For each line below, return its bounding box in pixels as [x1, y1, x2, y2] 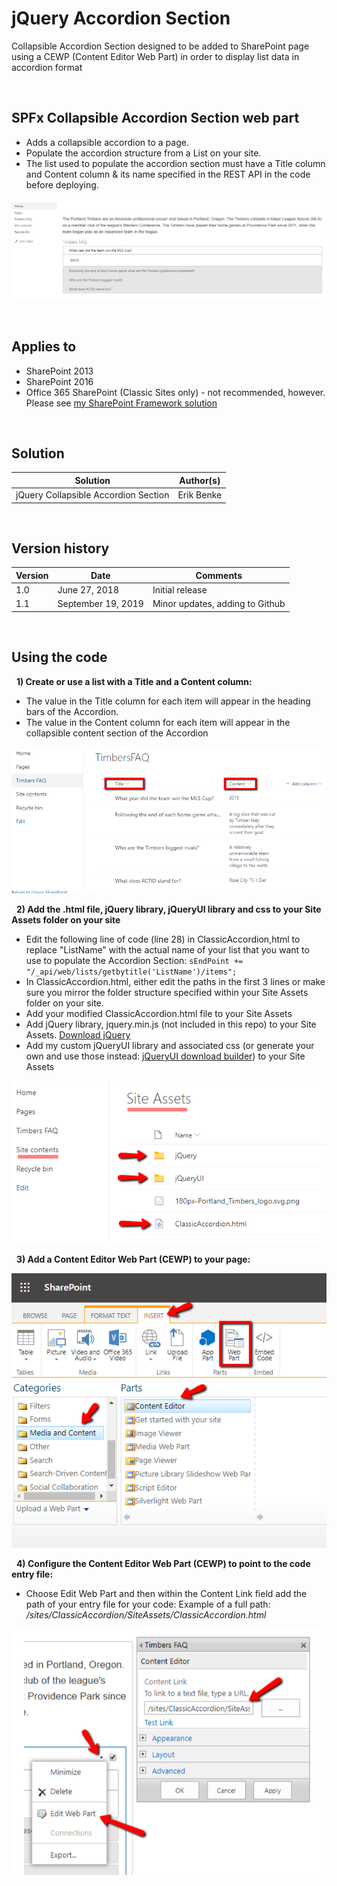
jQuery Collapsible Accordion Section [15, 489, 170, 501]
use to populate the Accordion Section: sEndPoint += [25, 955, 244, 967]
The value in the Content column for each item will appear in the [25, 716, 291, 728]
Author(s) [179, 474, 221, 486]
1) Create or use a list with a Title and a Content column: [15, 675, 253, 687]
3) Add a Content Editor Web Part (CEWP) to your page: [15, 1253, 251, 1266]
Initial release [152, 584, 208, 596]
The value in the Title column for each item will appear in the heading [25, 695, 311, 707]
